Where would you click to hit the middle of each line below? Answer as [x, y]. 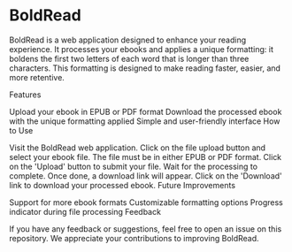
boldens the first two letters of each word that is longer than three [129, 58]
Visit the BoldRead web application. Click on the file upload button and [138, 148]
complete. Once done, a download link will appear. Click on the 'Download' [146, 176]
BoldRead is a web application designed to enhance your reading [127, 40]
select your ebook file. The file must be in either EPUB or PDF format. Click [146, 157]
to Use [21, 130]
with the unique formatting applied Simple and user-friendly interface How [145, 121]
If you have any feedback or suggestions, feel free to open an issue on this [146, 229]
